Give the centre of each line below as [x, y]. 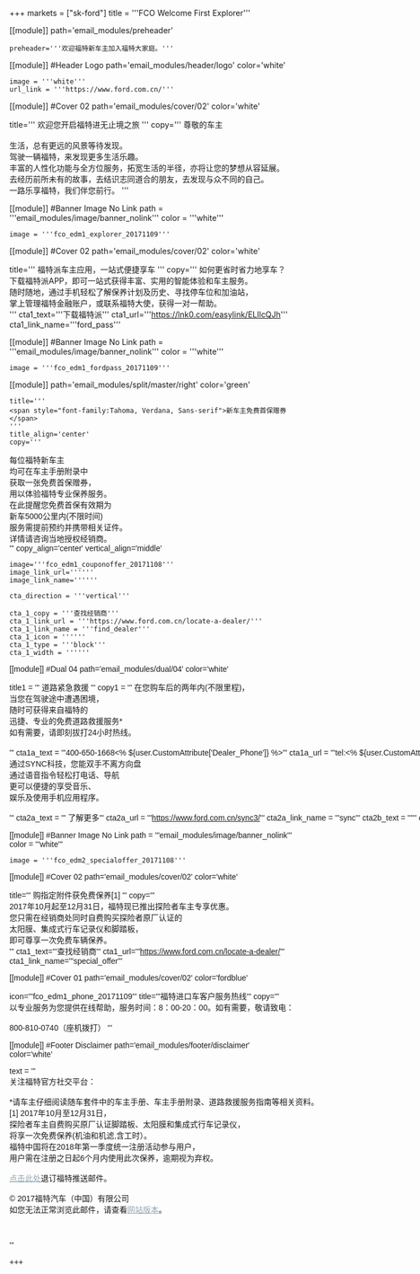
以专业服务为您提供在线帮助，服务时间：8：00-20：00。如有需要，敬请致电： [152, 1008]
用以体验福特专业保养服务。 [61, 494]
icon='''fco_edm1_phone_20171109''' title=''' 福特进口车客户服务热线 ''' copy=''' [144, 996]
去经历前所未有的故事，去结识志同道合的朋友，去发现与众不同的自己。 [139, 179]
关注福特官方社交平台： [52, 1082]
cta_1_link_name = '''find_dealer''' [80, 629]
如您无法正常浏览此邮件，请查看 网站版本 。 [88, 1210]
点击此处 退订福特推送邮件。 [61, 1178]
